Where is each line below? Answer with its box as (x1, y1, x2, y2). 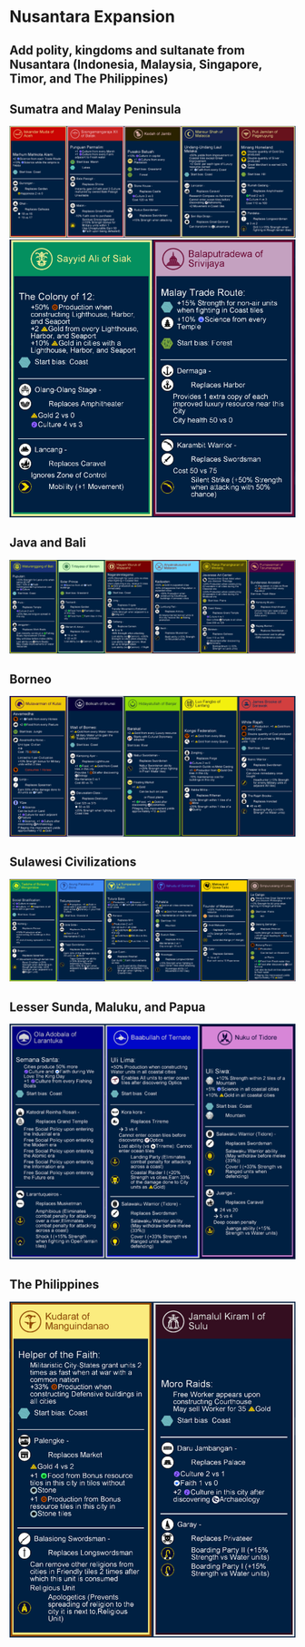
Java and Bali (9, 535, 86, 551)
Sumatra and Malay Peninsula (9, 102, 182, 117)
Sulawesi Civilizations (9, 855, 137, 870)
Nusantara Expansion (9, 6, 175, 27)
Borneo (9, 672, 52, 687)
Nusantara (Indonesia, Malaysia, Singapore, (9, 56, 263, 72)
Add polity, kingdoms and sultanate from (9, 43, 245, 58)
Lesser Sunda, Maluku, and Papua (9, 999, 206, 1015)
